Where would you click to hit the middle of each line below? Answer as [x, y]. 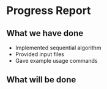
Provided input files [39, 54]
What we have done [45, 33]
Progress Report [49, 11]
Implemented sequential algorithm [58, 48]
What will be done [41, 80]
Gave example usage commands [56, 61]
